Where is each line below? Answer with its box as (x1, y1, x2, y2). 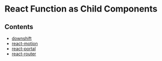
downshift (11, 35, 32, 41)
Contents (4, 23, 34, 31)
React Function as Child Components (4, 3, 158, 15)
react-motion (11, 41, 38, 46)
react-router (11, 51, 36, 57)
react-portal (11, 46, 36, 51)
